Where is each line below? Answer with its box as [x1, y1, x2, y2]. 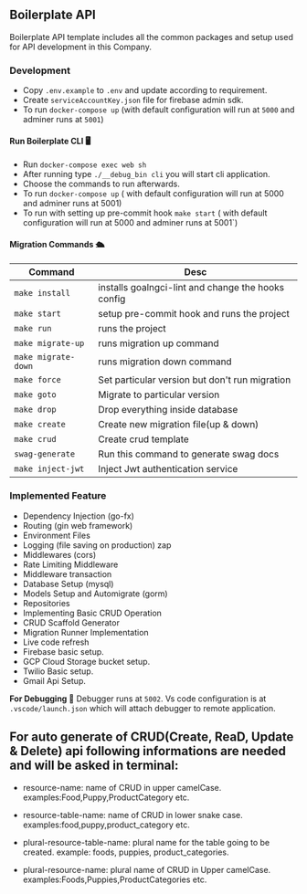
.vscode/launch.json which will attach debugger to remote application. [9, 702, 276, 713]
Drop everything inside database [98, 403, 238, 415]
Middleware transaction [22, 568, 112, 579]
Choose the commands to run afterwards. [22, 178, 180, 190]
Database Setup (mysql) [22, 578, 114, 589]
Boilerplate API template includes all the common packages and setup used [9, 31, 294, 42]
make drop [14, 404, 57, 415]
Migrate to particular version [98, 388, 220, 401]
